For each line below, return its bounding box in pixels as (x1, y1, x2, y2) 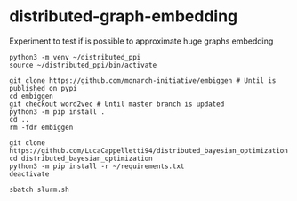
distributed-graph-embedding (9, 6, 238, 27)
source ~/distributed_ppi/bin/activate (9, 60, 157, 69)
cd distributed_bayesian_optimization (9, 154, 153, 163)
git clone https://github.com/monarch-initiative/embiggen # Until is (9, 76, 277, 85)
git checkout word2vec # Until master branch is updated (9, 100, 225, 109)
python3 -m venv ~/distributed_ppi (9, 52, 141, 61)
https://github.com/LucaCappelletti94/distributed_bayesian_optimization (9, 146, 289, 155)
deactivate (9, 169, 50, 179)
